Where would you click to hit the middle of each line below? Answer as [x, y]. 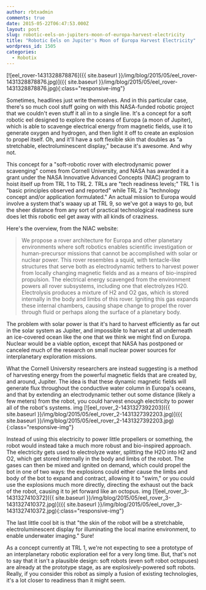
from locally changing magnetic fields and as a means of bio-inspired [109, 273]
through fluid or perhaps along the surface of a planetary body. [101, 312]
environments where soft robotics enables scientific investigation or [107, 247]
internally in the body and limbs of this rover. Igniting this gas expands [110, 299]
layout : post [23, 29]
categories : [21, 52]
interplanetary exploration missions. [51, 356]
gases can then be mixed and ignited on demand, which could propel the [98, 465]
